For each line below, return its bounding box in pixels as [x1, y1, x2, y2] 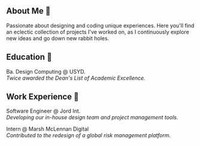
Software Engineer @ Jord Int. [6, 107, 81, 114]
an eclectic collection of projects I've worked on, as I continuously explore [6, 28, 190, 35]
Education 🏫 [6, 52, 52, 62]
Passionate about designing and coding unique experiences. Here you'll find [6, 22, 195, 29]
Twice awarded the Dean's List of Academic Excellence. [6, 74, 146, 81]
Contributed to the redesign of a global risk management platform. [6, 132, 171, 139]
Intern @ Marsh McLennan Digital [6, 125, 89, 132]
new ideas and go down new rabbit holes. [6, 34, 110, 42]
